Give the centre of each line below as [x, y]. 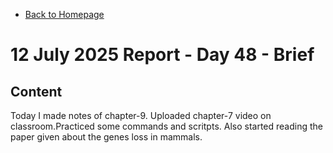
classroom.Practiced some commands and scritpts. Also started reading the [167, 126]
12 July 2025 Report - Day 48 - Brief [162, 55]
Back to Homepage [64, 14]
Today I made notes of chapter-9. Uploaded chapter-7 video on [141, 115]
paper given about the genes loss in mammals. [106, 137]
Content [36, 91]
